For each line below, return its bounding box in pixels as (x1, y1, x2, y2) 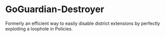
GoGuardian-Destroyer (5, 4, 104, 15)
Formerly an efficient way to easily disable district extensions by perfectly (5, 20, 160, 26)
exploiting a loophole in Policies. (5, 25, 73, 31)
